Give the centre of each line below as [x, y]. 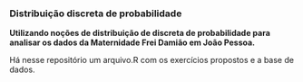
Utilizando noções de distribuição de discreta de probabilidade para [140, 33]
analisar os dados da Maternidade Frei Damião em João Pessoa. [132, 42]
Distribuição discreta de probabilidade [96, 14]
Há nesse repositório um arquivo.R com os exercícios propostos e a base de [152, 60]
